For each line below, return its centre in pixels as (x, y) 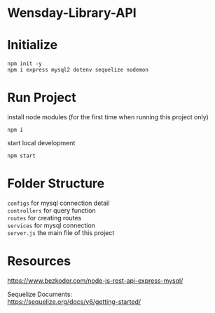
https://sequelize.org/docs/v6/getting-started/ (74, 301)
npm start (22, 156)
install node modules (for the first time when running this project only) (108, 117)
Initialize (33, 45)
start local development (41, 143)
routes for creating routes (44, 218)
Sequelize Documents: (40, 294)
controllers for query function (51, 211)
